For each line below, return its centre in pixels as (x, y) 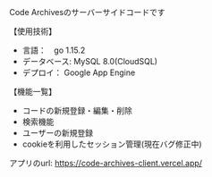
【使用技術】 (33, 31)
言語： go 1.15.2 (54, 50)
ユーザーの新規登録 (58, 133)
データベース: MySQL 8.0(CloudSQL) (90, 61)
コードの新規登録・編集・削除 (77, 110)
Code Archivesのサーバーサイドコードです (87, 12)
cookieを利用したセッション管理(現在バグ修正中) (112, 144)
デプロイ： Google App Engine (79, 72)
